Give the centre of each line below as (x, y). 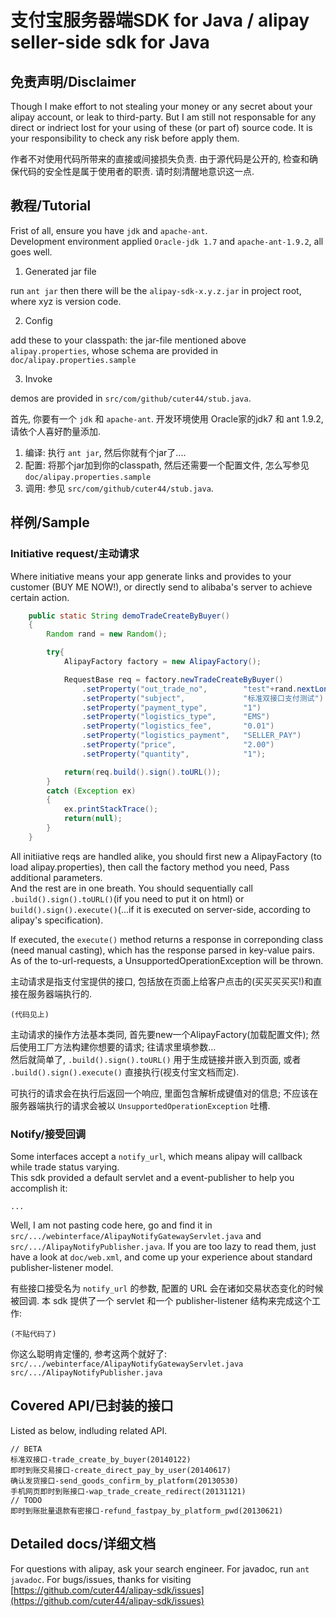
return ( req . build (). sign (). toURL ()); (142, 772)
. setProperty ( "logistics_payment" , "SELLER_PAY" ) (191, 736)
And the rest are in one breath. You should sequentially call (131, 888)
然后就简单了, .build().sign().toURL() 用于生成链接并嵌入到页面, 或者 (156, 1059)
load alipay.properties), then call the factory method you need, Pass (150, 867)
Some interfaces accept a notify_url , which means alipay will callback (156, 1157)
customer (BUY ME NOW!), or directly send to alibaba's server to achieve (161, 587)
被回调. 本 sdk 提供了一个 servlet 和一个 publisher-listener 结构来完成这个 (161, 1301)
